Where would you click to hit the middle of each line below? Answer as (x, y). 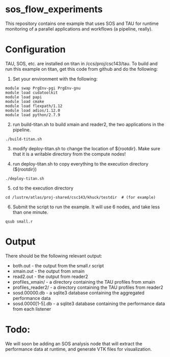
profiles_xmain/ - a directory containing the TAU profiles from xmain (84, 282)
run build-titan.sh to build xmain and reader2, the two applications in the (88, 124)
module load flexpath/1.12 (34, 106)
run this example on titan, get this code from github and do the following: (82, 69)
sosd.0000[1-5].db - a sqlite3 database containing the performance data (89, 304)
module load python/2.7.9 (33, 115)
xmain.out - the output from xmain (49, 271)
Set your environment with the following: (55, 79)
